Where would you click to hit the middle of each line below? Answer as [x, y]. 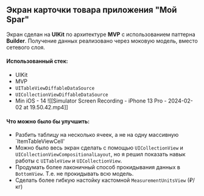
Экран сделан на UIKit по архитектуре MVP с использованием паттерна [101, 34]
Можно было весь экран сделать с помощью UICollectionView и [99, 148]
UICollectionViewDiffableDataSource [62, 95]
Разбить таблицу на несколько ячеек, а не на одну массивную [97, 135]
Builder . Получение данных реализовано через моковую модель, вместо [102, 41]
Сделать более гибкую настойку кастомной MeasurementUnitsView [100, 180]
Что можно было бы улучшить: [48, 121]
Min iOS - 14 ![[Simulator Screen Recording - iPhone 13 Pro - [91, 101]
